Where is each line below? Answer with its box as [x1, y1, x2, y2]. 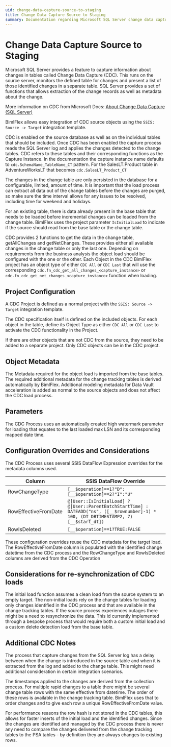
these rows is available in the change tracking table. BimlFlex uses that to [5, 695, 159, 701]
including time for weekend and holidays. [5, 199, 92, 205]
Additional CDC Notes [5, 639, 76, 647]
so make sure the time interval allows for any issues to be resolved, [5, 193, 147, 199]
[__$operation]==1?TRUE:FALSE [67, 526, 141, 532]
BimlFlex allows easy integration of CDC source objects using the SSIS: [5, 119, 155, 125]
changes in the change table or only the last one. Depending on [5, 246, 138, 252]
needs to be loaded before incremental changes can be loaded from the [5, 214, 156, 220]
